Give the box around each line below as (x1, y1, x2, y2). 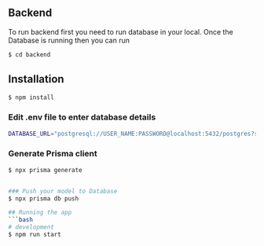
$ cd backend (8, 50, 51, 58)
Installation (8, 72, 64, 86)
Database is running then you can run (8, 35, 130, 45)
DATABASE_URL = (8, 130, 55, 138)
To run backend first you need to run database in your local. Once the (8, 27, 233, 36)
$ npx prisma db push (8, 194, 79, 203)
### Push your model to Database (8, 187, 118, 195)
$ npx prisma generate (8, 166, 82, 174)
